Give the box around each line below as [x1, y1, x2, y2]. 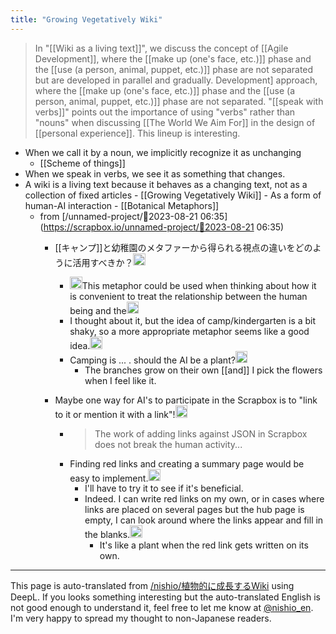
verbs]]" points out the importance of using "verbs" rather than [34, 106, 296, 118]
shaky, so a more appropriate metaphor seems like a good [69, 326, 310, 338]
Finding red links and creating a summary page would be [69, 457, 305, 470]
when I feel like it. [84, 375, 157, 387]
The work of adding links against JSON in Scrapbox [94, 427, 308, 440]
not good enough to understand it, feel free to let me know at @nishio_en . [10, 601, 314, 613]
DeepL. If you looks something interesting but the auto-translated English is [10, 591, 321, 603]
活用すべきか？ [72, 256, 134, 268]
